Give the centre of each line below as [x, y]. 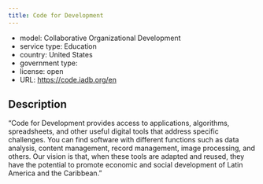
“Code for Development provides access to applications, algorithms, [119, 123]
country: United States [56, 54]
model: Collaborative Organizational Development [100, 38]
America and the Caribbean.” [55, 173]
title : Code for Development [56, 15]
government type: [48, 63]
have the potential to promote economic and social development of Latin [126, 165]
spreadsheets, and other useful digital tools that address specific [113, 131]
